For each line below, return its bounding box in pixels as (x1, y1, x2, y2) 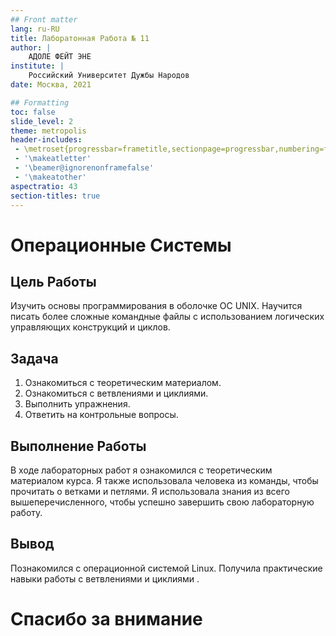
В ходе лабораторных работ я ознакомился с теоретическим (10, 464, 273, 476)
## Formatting (10, 97, 70, 108)
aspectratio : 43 (10, 181, 78, 191)
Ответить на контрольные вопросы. (24, 409, 179, 421)
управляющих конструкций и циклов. (10, 321, 171, 333)
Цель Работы (10, 273, 97, 290)
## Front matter (10, 14, 78, 25)
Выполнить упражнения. (24, 398, 131, 410)
